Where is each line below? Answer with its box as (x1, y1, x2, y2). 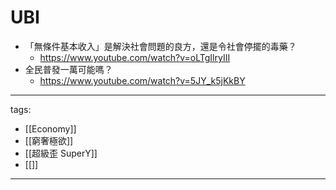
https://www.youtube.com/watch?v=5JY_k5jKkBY (39, 74, 246, 86)
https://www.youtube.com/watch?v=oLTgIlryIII (39, 51, 231, 63)
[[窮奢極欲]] (24, 134, 74, 146)
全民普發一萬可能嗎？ (24, 63, 113, 75)
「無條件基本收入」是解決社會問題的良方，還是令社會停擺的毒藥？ (24, 40, 297, 52)
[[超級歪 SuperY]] (24, 147, 98, 159)
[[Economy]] (24, 122, 77, 135)
